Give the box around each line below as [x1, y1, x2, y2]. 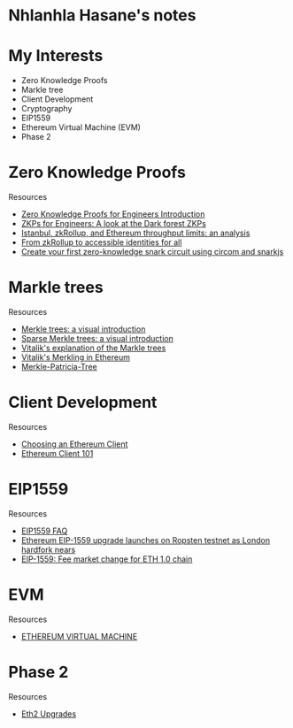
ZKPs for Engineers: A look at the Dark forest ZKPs [20, 218, 207, 229]
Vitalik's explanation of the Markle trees [20, 342, 166, 353]
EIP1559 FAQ [20, 525, 68, 536]
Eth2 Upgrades [20, 709, 77, 719]
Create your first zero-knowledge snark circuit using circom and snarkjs [20, 247, 284, 257]
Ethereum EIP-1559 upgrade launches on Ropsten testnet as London [20, 534, 271, 545]
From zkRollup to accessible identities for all [20, 237, 182, 248]
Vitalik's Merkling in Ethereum [20, 352, 130, 363]
